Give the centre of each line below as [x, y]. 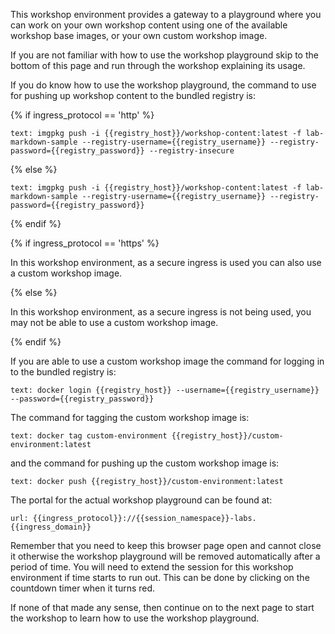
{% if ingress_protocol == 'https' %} [85, 243]
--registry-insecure [191, 151]
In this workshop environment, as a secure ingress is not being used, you [161, 312]
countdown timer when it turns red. [83, 588]
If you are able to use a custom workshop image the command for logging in [167, 361]
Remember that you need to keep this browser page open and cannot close [166, 545]
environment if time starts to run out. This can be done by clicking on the [160, 577]
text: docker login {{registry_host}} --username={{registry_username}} [165, 390]
